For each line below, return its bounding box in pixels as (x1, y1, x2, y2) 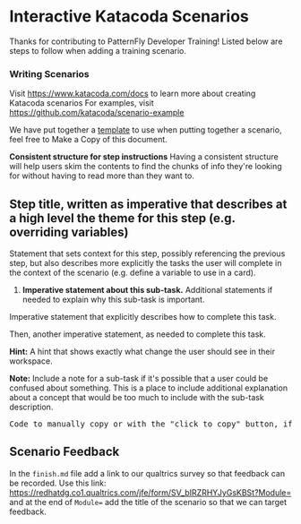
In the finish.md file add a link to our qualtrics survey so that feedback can (9, 468, 285, 478)
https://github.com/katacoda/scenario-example (9, 107, 185, 118)
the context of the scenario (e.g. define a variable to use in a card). (9, 267, 256, 279)
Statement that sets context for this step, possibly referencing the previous (9, 248, 286, 259)
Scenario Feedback (9, 444, 120, 460)
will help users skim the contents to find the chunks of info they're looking (9, 161, 282, 172)
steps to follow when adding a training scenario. (9, 45, 186, 56)
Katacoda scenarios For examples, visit (9, 98, 154, 108)
